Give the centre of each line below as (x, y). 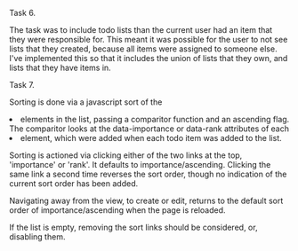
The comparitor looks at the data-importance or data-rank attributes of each (149, 129)
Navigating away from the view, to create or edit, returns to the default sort (146, 200)
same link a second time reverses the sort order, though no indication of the (148, 174)
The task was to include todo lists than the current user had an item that (141, 30)
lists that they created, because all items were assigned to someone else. (143, 49)
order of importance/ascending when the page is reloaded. (117, 210)
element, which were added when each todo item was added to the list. (151, 138)
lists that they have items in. (60, 67)
